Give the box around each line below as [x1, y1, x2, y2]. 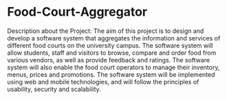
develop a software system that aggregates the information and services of [7, 34, 221, 42]
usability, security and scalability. [7, 85, 101, 93]
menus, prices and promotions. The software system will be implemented [7, 70, 215, 79]
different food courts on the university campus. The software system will [7, 41, 213, 49]
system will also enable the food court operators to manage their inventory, [7, 63, 220, 71]
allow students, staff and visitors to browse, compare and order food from [7, 49, 217, 57]
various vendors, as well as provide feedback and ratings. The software [7, 55, 210, 64]
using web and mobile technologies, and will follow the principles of [7, 77, 199, 86]
